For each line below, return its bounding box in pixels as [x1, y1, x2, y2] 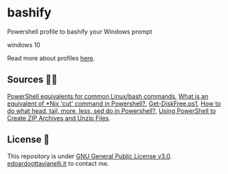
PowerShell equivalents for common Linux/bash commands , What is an [7, 92, 209, 100]
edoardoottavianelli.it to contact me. [7, 159, 110, 167]
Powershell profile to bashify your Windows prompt [7, 27, 152, 36]
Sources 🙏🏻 [7, 74, 58, 86]
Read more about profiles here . [7, 53, 95, 62]
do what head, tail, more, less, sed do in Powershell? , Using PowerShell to [7, 106, 216, 114]
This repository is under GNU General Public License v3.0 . [7, 152, 172, 160]
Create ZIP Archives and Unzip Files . [7, 114, 111, 122]
